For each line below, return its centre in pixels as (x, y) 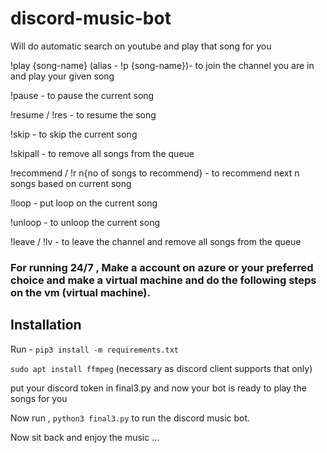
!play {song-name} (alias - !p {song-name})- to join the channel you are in (162, 65)
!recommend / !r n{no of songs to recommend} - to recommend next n (155, 173)
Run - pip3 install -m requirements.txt (94, 349)
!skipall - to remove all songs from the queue (102, 153)
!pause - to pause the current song (82, 95)
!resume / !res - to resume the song (83, 114)
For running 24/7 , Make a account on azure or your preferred (162, 267)
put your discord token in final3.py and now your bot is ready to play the (158, 388)
